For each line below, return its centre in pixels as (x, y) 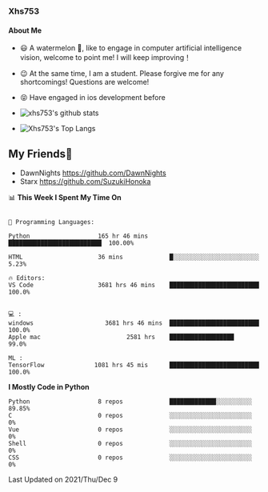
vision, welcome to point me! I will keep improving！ (106, 58)
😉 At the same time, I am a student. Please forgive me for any (122, 74)
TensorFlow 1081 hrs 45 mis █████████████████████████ (134, 365)
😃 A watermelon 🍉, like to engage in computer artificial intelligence (131, 48)
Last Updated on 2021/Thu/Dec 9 (63, 479)
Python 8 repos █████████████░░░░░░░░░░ (130, 402)
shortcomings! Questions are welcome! (84, 82)
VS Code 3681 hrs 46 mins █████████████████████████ (134, 285)
